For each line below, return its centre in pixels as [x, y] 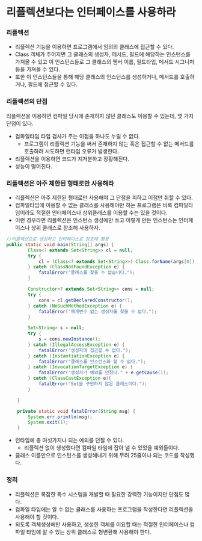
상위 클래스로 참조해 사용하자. [66, 228]
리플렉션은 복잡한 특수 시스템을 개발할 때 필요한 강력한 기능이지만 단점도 [99, 494]
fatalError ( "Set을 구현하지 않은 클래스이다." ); [93, 384]
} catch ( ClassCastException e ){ [70, 379]
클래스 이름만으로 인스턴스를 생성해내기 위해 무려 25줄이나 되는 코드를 [97, 456]
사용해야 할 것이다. [37, 517]
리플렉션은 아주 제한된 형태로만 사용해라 [60, 183]
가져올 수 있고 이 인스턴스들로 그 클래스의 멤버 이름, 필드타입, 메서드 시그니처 [105, 62]
